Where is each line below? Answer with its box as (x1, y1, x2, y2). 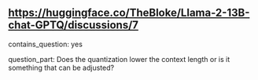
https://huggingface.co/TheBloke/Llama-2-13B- (8, 6, 250, 20)
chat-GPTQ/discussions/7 (8, 19, 139, 32)
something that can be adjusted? (8, 63, 115, 72)
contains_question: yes (8, 39, 83, 49)
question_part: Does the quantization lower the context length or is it (8, 54, 230, 64)
